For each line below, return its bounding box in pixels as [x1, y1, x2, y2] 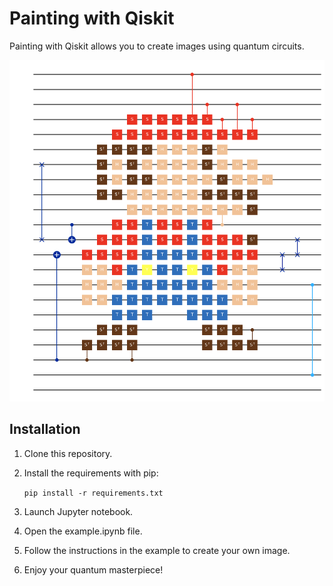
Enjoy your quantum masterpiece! [23, 563, 164, 576]
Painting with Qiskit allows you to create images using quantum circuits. [9, 40, 305, 52]
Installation [9, 421, 81, 438]
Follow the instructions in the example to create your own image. [23, 544, 291, 556]
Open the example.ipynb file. [23, 525, 143, 537]
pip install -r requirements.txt [23, 488, 164, 498]
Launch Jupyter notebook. [23, 505, 134, 517]
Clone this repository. [23, 447, 113, 459]
